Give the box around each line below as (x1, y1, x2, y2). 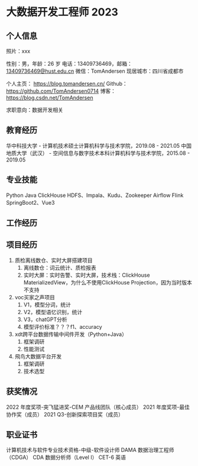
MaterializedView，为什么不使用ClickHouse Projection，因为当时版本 (23, 279, 192, 286)
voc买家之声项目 (14, 293, 55, 300)
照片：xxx (6, 48, 31, 54)
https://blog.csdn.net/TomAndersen (6, 94, 93, 101)
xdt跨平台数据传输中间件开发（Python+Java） (14, 331, 127, 338)
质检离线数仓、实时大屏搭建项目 (14, 257, 93, 264)
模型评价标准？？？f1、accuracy (23, 323, 102, 330)
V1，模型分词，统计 (23, 301, 71, 308)
